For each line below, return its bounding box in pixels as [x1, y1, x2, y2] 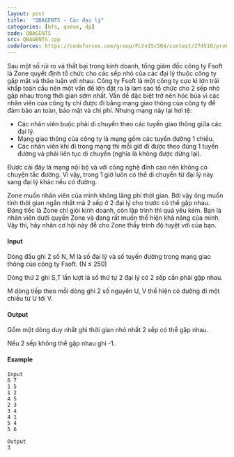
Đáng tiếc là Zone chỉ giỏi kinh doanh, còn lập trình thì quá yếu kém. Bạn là [7, 207, 221, 214]
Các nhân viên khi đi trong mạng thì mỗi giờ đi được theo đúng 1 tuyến [17, 142, 219, 150]
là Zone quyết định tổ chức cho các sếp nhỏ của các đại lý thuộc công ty [7, 69, 217, 77]
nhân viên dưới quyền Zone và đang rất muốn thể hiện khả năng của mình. [7, 213, 221, 222]
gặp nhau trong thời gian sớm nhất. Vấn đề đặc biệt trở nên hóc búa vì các [7, 91, 220, 100]
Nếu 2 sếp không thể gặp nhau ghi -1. [7, 339, 116, 347]
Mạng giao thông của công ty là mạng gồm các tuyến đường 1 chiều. [17, 135, 214, 143]
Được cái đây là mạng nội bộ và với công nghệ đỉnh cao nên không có [7, 163, 208, 171]
